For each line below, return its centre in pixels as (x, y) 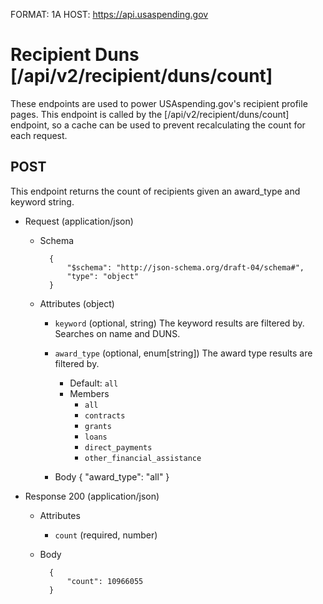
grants (98, 426)
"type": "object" (103, 276)
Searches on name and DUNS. (117, 333)
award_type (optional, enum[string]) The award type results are (183, 353)
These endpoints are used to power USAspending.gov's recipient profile (159, 103)
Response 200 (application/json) (92, 496)
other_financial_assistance (143, 458)
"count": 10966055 (105, 581)
